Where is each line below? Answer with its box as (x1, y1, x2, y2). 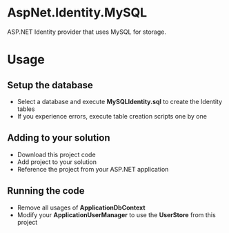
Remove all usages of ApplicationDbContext (17, 203, 146, 212)
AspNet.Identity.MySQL (7, 5, 148, 21)
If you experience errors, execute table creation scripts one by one (17, 112, 207, 120)
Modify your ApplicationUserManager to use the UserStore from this (17, 210, 216, 219)
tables (17, 105, 35, 113)
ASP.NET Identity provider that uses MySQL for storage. (7, 28, 167, 36)
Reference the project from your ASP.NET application (17, 165, 169, 173)
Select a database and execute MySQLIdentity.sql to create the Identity (17, 97, 223, 105)
